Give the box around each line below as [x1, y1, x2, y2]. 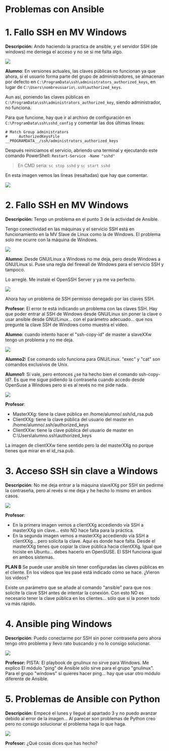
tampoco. [5, 267, 25, 273]
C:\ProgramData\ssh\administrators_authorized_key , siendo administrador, [5, 100, 161, 106]
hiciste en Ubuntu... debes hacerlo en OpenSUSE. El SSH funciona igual [12, 549, 162, 554]
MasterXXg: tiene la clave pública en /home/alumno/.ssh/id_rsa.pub [12, 411, 153, 417]
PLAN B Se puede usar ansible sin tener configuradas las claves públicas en [5, 564, 164, 570]
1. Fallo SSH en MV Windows [5, 27, 127, 38]
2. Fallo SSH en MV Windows [5, 200, 129, 211]
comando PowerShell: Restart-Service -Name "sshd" [5, 153, 115, 159]
